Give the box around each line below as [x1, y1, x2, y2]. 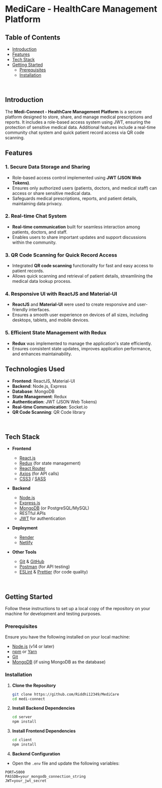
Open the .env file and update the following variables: [12, 760, 120, 766]
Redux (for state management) [19, 460, 81, 466]
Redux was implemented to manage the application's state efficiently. [12, 341, 152, 346]
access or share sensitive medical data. [12, 190, 91, 196]
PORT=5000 [5, 769, 25, 775]
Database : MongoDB [12, 388, 55, 394]
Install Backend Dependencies [12, 705, 75, 711]
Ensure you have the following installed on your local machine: [5, 634, 130, 640]
